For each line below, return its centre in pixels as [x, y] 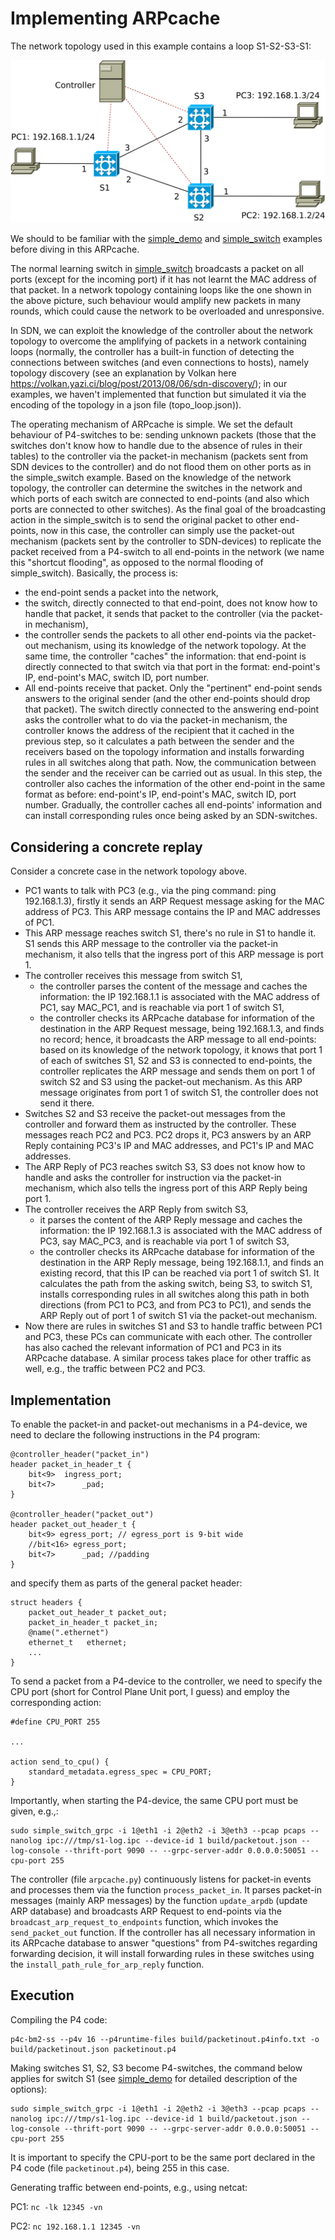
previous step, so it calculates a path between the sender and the [159, 741]
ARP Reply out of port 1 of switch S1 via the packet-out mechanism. [178, 1316]
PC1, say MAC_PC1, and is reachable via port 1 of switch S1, [162, 1008]
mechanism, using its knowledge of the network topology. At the [173, 646]
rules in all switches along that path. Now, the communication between [170, 763]
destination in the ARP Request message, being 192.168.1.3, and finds [182, 1029]
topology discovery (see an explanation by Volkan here [123, 373]
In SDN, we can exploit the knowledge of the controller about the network [162, 331]
